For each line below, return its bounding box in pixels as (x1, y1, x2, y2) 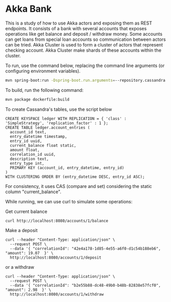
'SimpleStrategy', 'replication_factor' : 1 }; (5, 121, 109, 126)
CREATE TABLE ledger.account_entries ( (5, 125, 90, 130)
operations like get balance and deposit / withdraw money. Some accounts (5, 31, 162, 37)
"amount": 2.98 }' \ (5, 287, 52, 292)
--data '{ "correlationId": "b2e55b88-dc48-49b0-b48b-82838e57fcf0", (10, 283, 161, 288)
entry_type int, (10, 160, 44, 166)
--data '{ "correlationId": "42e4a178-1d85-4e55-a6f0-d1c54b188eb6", (10, 246, 161, 251)
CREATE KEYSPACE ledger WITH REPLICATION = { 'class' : (5, 116, 127, 121)
